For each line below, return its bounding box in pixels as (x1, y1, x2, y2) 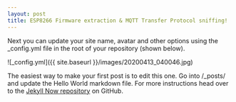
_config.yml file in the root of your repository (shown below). (7, 44, 185, 52)
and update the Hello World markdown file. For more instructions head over (7, 79, 229, 87)
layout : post (7, 10, 46, 18)
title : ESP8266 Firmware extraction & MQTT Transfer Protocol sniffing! (7, 17, 228, 24)
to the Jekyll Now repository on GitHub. (7, 86, 123, 95)
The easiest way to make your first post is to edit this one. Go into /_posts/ (7, 72, 226, 80)
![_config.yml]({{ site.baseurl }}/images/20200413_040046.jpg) (7, 57, 194, 66)
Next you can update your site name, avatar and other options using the (7, 36, 219, 45)
